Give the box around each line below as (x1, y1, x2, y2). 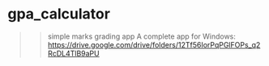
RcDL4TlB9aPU (47, 48, 100, 58)
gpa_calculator (7, 5, 111, 23)
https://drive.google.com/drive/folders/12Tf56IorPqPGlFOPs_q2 (47, 39, 261, 49)
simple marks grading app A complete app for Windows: (47, 31, 237, 41)
